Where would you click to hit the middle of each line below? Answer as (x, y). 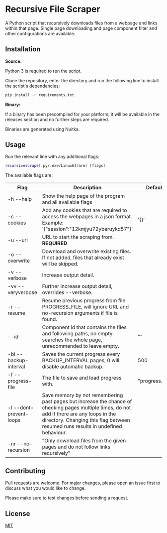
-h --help (20, 199)
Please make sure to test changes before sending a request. (67, 498)
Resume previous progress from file (84, 301)
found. (49, 319)
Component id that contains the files (84, 327)
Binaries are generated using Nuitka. (42, 129)
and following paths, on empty (77, 334)
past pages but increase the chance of (87, 401)
